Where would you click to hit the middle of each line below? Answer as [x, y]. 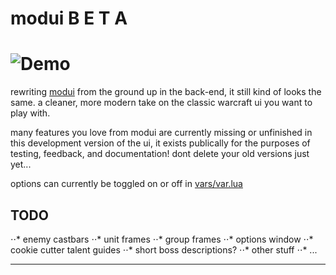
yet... [21, 164]
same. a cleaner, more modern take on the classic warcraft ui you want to [161, 103]
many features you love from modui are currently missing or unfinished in [161, 133]
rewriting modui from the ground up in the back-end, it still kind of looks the [166, 92]
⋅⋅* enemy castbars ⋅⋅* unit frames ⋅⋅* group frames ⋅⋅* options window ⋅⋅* [162, 239]
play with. [30, 113]
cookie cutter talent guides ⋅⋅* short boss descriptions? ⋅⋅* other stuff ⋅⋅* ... [164, 249]
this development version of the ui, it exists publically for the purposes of [160, 143]
